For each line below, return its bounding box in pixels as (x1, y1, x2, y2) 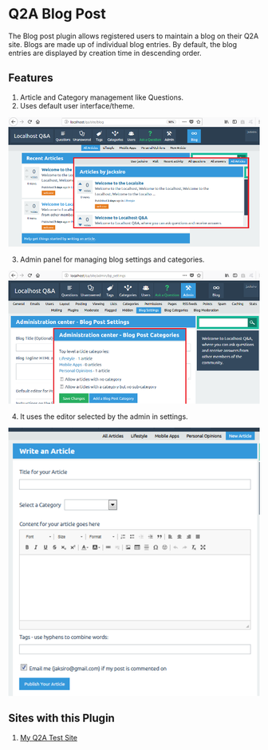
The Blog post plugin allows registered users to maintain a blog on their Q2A (8, 31, 259, 41)
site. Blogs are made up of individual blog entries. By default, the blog (8, 39, 238, 49)
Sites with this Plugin (8, 712, 116, 725)
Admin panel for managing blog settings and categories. (19, 255, 205, 264)
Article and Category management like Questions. (19, 93, 184, 102)
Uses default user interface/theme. (19, 101, 136, 110)
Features (8, 71, 53, 85)
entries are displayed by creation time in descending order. (8, 48, 202, 57)
